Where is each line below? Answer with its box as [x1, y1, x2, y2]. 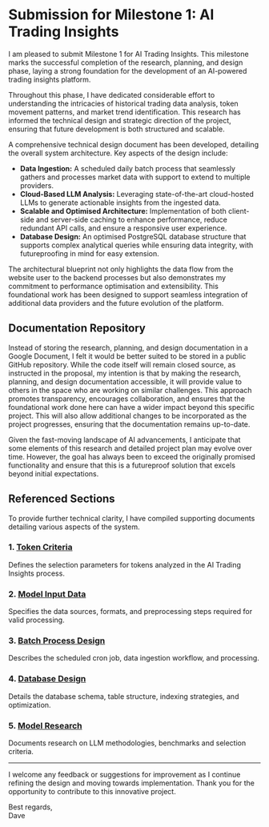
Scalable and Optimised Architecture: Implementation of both [19, 206, 227, 215]
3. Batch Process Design [8, 635, 106, 646]
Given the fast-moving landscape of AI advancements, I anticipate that [8, 435, 241, 444]
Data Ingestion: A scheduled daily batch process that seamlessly [19, 163, 236, 173]
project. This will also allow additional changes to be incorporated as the [8, 411, 247, 420]
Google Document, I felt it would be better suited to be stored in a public [8, 351, 247, 361]
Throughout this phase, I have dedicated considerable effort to [8, 90, 215, 99]
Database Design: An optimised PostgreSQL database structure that [19, 231, 247, 241]
